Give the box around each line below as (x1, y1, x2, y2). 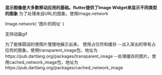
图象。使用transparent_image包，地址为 (17, 48, 98, 53)
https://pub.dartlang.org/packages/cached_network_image (5, 65, 123, 70)
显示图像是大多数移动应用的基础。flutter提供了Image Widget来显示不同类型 (5, 5, 157, 10)
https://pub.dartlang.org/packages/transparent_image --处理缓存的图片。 (5, 53, 152, 59)
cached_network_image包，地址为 (9, 60, 79, 65)
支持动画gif (5, 31, 28, 37)
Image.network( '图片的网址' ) (5, 21, 65, 26)
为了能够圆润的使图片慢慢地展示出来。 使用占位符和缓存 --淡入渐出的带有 (5, 41, 152, 47)
